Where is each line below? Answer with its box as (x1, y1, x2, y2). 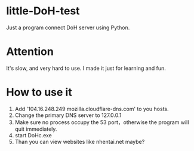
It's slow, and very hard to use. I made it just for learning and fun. (6, 64, 166, 72)
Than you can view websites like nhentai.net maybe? (14, 138, 145, 145)
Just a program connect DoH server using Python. (6, 24, 130, 31)
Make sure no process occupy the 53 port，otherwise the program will (14, 118, 189, 126)
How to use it (6, 85, 73, 99)
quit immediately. (14, 125, 57, 132)
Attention (6, 45, 54, 58)
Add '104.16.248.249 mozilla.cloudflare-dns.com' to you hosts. (14, 105, 169, 112)
